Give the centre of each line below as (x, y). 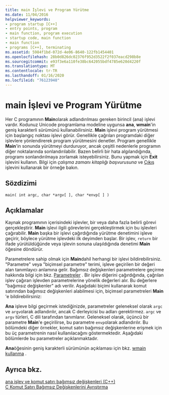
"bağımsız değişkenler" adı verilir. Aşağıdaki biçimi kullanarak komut (76, 286)
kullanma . (16, 354)
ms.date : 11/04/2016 (27, 15)
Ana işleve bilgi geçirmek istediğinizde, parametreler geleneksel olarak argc (84, 306)
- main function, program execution (44, 33)
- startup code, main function (38, 38)
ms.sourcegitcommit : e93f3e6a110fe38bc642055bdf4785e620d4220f (73, 62)
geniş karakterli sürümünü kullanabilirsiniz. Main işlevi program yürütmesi (82, 130)
